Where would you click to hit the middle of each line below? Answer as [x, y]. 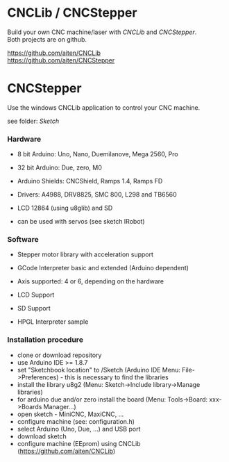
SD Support [34, 308]
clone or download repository [59, 355]
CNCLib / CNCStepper [72, 13]
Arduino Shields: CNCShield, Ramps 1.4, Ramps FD [90, 181]
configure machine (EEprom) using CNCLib [79, 443]
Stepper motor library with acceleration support [85, 254]
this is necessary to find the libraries [117, 377]
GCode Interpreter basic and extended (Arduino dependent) [103, 268]
